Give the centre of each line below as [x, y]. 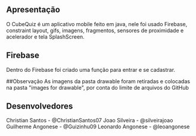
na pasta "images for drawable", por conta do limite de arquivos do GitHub [98, 87]
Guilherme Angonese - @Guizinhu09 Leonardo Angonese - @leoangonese [98, 126]
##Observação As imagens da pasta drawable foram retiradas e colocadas [98, 81]
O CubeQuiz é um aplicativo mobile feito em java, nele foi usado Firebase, [97, 24]
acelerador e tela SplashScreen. [45, 37]
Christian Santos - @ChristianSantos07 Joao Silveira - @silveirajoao [90, 121]
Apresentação [33, 10]
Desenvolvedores [40, 106]
